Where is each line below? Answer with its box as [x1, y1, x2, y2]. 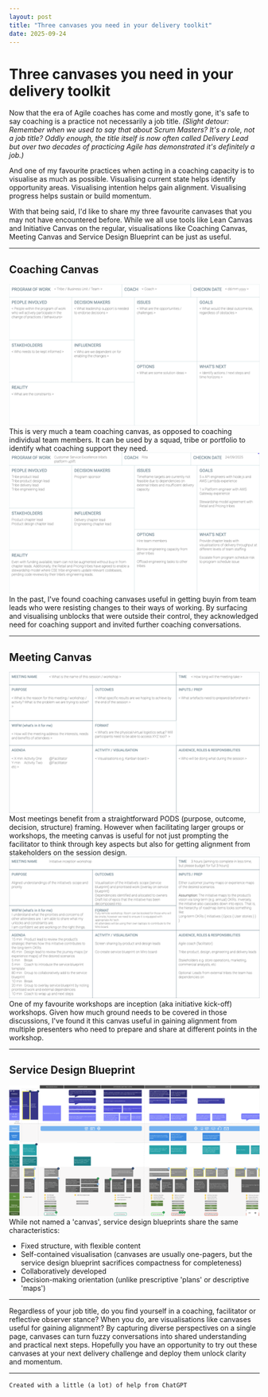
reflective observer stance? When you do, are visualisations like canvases [9, 1315, 251, 1325]
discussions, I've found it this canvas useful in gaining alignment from [9, 1015, 238, 1025]
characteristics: [9, 1226, 60, 1235]
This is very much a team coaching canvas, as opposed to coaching [9, 426, 232, 436]
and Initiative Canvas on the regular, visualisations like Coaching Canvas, [9, 224, 248, 233]
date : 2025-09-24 [9, 29, 67, 37]
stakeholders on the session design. [9, 848, 128, 858]
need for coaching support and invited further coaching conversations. [9, 620, 242, 629]
